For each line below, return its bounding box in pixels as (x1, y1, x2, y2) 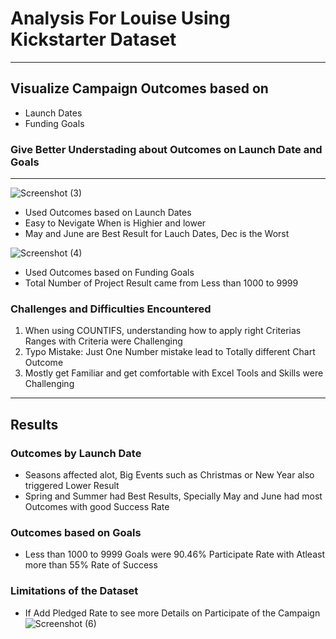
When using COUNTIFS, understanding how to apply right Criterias (24, 325, 302, 337)
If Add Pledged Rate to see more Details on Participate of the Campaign (24, 607, 321, 619)
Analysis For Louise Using (10, 7, 231, 30)
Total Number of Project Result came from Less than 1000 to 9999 (24, 277, 299, 289)
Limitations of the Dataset (10, 584, 139, 598)
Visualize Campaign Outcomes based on (10, 80, 269, 97)
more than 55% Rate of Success (24, 559, 158, 571)
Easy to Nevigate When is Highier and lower (24, 217, 207, 229)
